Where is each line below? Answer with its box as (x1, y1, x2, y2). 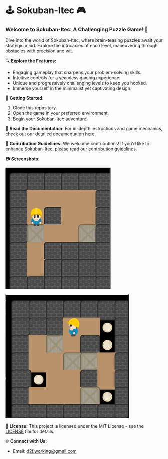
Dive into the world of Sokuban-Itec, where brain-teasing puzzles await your (5, 37, 163, 43)
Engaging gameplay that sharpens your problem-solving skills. (12, 69, 142, 76)
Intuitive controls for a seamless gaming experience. (12, 75, 121, 81)
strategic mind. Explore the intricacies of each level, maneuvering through (5, 43, 158, 49)
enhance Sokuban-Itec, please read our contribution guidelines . (5, 146, 137, 152)
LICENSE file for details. (5, 428, 55, 435)
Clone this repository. (12, 105, 57, 111)
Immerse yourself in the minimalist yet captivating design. (12, 85, 132, 91)
